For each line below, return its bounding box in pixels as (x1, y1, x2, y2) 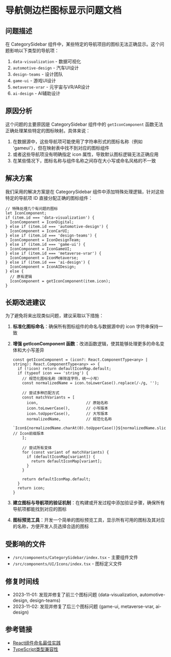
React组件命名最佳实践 (12, 640, 61, 646)
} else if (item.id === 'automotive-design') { (5, 224, 109, 229)
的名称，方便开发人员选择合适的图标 (12, 523, 89, 529)
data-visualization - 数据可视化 (12, 58, 81, 64)
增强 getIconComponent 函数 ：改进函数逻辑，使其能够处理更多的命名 (12, 341, 160, 347)
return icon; (17, 486, 45, 491)
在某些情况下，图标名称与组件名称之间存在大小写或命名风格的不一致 (12, 157, 156, 163)
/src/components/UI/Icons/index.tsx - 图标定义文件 (12, 560, 123, 567)
